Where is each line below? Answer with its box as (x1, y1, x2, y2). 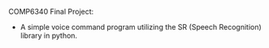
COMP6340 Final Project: (8, 7, 94, 16)
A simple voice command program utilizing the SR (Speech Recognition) (20, 22, 262, 31)
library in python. (20, 31, 78, 40)
